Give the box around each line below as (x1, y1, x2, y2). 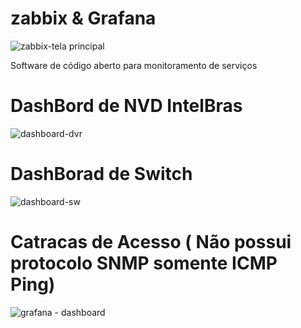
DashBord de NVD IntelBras (10, 95, 243, 117)
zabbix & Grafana (10, 7, 157, 30)
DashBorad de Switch (10, 163, 193, 186)
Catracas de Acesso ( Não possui (10, 231, 292, 253)
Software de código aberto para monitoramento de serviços (10, 59, 258, 71)
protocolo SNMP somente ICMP (10, 252, 278, 274)
